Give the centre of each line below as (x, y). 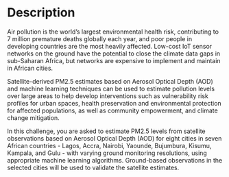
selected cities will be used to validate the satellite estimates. (93, 167)
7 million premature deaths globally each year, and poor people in (100, 38)
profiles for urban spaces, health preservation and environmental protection (114, 103)
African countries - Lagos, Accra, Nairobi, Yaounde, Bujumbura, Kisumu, (109, 145)
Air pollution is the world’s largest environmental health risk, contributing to (113, 32)
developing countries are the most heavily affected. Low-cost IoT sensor (110, 46)
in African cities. (30, 68)
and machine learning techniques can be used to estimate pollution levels (111, 88)
